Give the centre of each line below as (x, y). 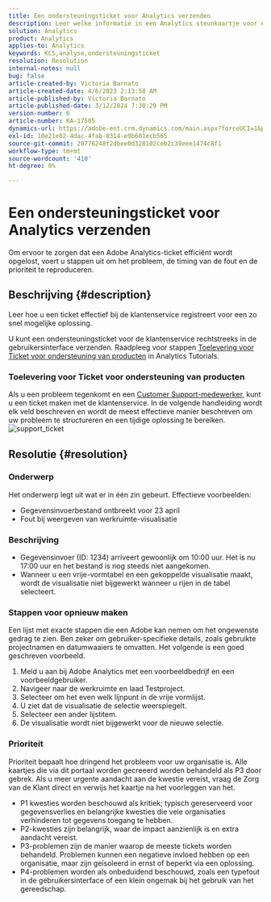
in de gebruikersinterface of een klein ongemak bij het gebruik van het (137, 880)
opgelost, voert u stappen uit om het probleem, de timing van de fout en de (133, 261)
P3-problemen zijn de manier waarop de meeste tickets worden (126, 845)
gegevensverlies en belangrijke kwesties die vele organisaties (123, 812)
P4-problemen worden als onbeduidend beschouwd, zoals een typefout (140, 871)
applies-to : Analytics (46, 46)
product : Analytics (41, 38)
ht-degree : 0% (32, 166)
